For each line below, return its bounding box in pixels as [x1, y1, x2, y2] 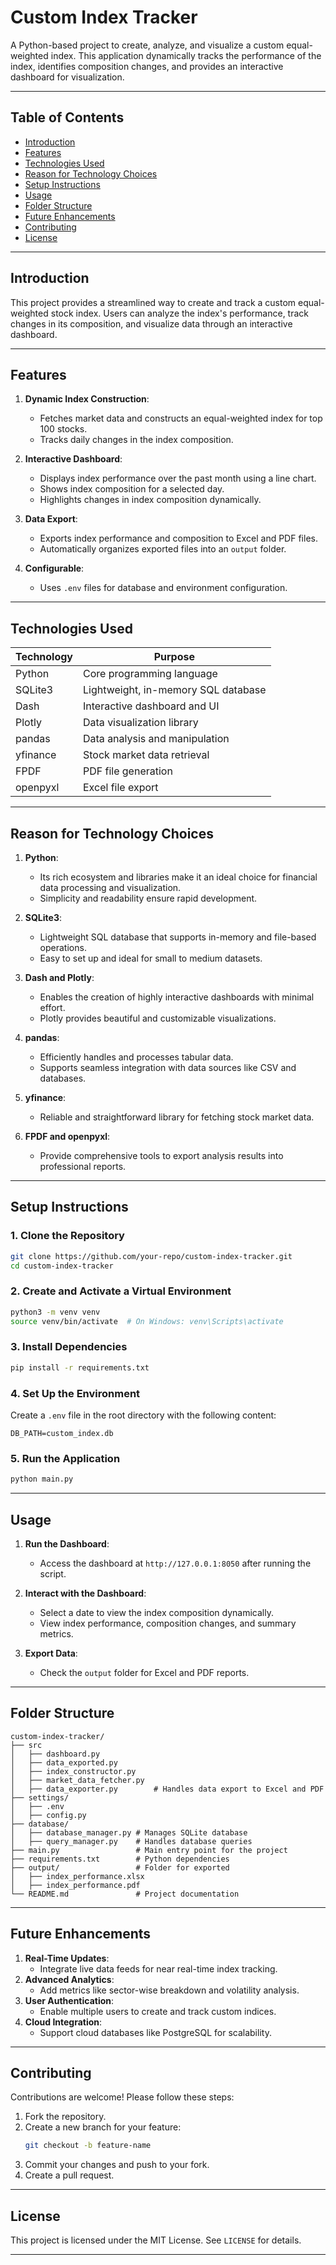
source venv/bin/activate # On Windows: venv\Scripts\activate [10, 1316, 284, 1326]
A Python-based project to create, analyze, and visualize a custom [10, 39, 285, 51]
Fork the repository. [24, 2111, 107, 2123]
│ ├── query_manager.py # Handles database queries [10, 1836, 253, 1846]
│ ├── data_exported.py [10, 1757, 118, 1768]
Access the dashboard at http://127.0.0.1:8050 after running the [39, 1557, 312, 1569]
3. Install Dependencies [10, 1340, 128, 1354]
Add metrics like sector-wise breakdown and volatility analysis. [39, 1984, 300, 1996]
